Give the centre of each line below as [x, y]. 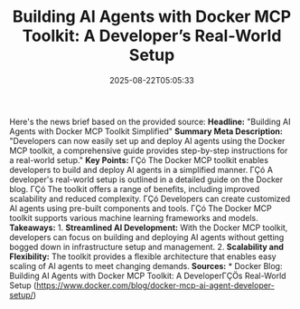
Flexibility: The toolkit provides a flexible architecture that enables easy [143, 256]
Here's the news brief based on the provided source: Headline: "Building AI [150, 121]
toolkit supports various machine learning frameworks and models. [134, 217]
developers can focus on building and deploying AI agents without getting [147, 237]
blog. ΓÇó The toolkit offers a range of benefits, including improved [135, 188]
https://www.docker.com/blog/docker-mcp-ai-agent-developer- [155, 285]
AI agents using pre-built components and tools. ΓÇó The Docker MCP [141, 208]
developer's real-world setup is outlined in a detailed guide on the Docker [146, 179]
